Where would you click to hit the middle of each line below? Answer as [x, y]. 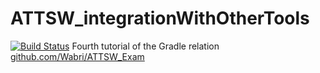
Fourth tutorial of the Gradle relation [145, 46]
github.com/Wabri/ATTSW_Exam [77, 56]
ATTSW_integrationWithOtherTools [160, 18]
